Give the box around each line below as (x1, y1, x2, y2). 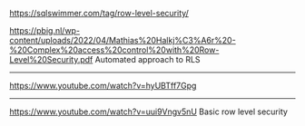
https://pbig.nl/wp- (9, 25, 80, 35)
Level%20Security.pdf (9, 54, 93, 64)
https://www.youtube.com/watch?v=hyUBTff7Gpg (9, 81, 197, 91)
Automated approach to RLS (94, 54, 202, 64)
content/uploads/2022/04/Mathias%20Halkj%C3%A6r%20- (9, 35, 236, 45)
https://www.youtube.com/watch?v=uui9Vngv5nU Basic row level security (9, 106, 289, 117)
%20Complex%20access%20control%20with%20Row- (9, 44, 220, 55)
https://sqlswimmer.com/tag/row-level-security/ (9, 8, 189, 18)
